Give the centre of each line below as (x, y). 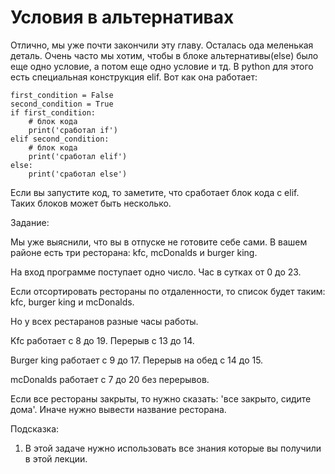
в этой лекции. (56, 458)
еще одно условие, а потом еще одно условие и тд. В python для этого (162, 66)
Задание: (30, 222)
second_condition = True (62, 104)
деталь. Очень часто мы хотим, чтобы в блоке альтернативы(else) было (164, 55)
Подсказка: (35, 428)
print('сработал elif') (78, 156)
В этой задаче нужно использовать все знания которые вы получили (173, 448)
